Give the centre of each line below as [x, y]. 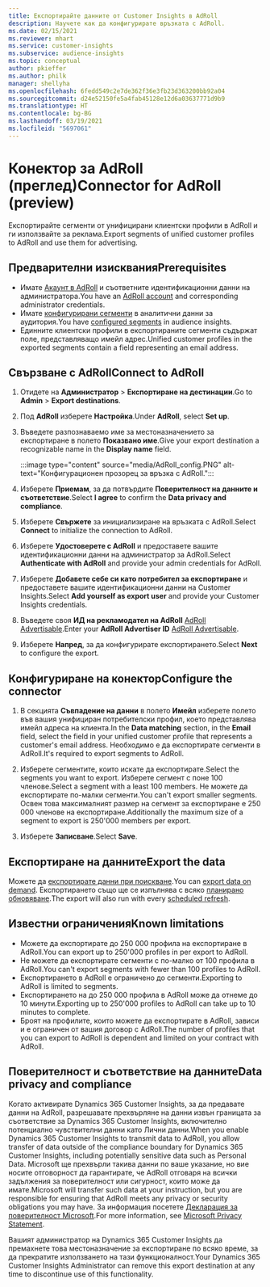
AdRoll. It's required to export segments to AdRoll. [102, 754]
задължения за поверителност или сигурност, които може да [114, 1181]
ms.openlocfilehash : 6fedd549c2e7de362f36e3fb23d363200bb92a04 [117, 91]
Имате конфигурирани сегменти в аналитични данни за [116, 313]
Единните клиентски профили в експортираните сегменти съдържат [139, 330]
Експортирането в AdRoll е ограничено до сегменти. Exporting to [131, 978]
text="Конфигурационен [62, 473]
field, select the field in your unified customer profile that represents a [136, 737]
